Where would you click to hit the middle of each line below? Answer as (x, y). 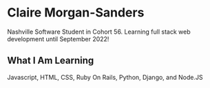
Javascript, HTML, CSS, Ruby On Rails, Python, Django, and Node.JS (105, 77)
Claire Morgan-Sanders (76, 13)
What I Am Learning (51, 61)
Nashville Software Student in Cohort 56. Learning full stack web (99, 32)
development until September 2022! (58, 38)
